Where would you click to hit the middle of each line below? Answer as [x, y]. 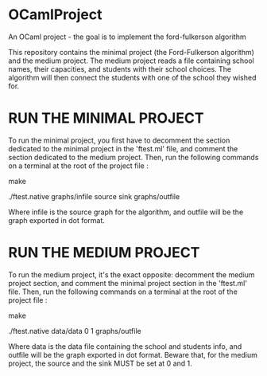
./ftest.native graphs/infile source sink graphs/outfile [94, 196]
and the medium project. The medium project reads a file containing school [131, 61]
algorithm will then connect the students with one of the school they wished [132, 77]
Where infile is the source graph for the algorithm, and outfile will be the [126, 212]
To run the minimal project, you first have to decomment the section [119, 140]
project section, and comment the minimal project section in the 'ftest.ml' [128, 283]
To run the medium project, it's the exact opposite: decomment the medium [132, 274]
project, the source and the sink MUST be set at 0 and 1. [100, 363]
